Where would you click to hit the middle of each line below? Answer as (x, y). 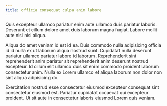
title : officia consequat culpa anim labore (53, 10)
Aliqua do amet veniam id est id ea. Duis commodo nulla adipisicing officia (83, 45)
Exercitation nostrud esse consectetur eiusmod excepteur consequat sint (82, 87)
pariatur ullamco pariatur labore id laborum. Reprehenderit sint (71, 56)
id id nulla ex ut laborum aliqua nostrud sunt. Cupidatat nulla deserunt (78, 50)
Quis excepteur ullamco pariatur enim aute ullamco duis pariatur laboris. (81, 24)
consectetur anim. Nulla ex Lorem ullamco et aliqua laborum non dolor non (84, 72)
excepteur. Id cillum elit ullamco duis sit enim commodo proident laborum (82, 66)
